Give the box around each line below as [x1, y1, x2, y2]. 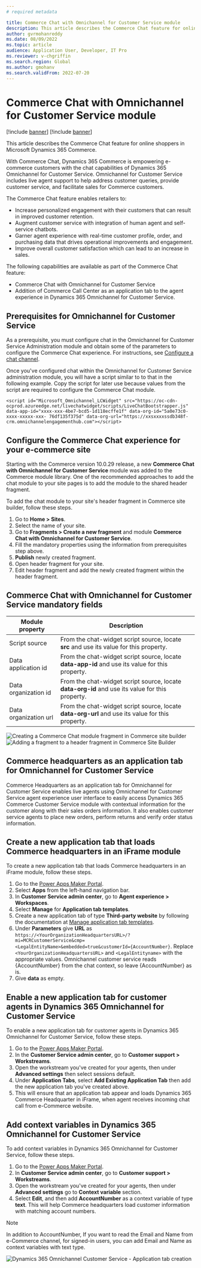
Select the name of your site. [14, 521, 86, 529]
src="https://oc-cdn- [123, 398, 178, 404]
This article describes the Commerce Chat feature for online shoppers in [6, 140, 185, 147]
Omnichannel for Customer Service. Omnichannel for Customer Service [6, 170, 183, 178]
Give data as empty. [14, 975, 65, 982]
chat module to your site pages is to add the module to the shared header [6, 479, 187, 487]
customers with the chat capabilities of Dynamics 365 [33, 164, 167, 172]
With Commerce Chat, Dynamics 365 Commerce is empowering [6, 158, 165, 165]
